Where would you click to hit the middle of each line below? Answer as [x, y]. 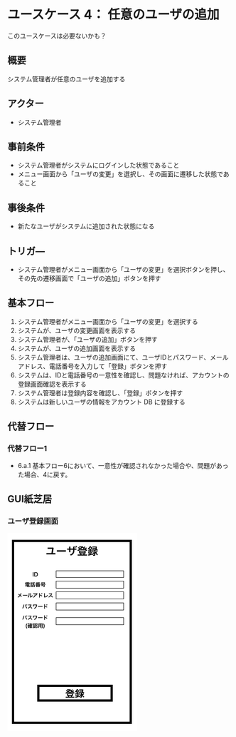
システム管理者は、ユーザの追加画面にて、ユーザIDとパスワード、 [114, 357]
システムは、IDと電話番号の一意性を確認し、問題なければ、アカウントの [123, 375]
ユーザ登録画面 [33, 521]
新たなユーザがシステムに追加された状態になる [86, 226]
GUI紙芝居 [30, 499]
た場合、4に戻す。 [44, 474]
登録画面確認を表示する [52, 384]
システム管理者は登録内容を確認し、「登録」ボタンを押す [100, 392]
